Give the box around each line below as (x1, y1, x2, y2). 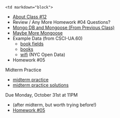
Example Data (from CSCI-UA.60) (12, 36, 83, 41)
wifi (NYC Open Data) (20, 51, 66, 57)
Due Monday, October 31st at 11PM (5, 92, 78, 98)
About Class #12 (12, 14, 47, 20)
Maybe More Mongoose (12, 30, 63, 36)
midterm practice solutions (12, 82, 69, 88)
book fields (20, 41, 44, 47)
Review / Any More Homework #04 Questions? (12, 19, 110, 25)
